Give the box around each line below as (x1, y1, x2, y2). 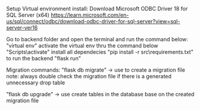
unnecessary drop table (6, 79, 65, 86)
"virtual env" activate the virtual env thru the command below (6, 42, 159, 49)
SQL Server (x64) (6, 11, 50, 19)
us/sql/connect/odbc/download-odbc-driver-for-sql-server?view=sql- (6, 18, 180, 25)
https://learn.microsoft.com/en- (50, 11, 129, 19)
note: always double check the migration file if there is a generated (6, 73, 172, 80)
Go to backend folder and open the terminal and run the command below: (6, 36, 188, 42)
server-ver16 (6, 24, 38, 31)
